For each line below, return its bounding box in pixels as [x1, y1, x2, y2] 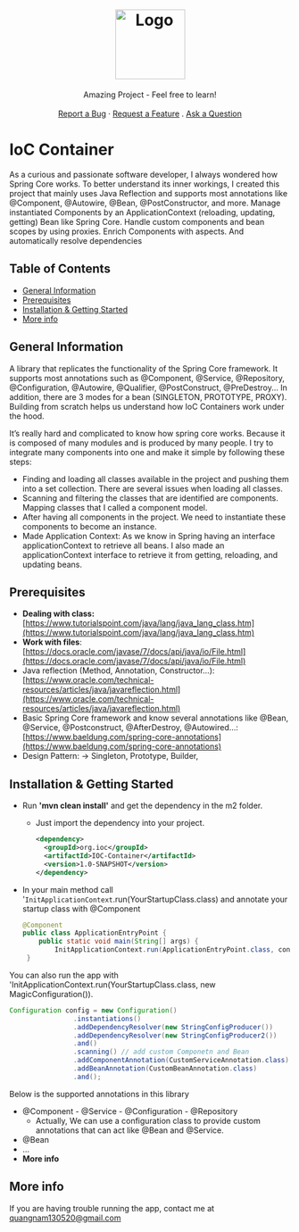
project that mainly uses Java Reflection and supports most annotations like [9, 187, 288, 198]
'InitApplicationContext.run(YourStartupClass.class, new [9, 978, 216, 990]
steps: [9, 456, 32, 467]
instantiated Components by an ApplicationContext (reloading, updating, [9, 206, 276, 218]
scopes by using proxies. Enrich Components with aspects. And [9, 226, 245, 237]
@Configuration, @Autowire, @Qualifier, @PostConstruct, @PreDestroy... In [9, 382, 287, 393]
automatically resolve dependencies [9, 235, 143, 246]
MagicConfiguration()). [9, 988, 94, 999]
